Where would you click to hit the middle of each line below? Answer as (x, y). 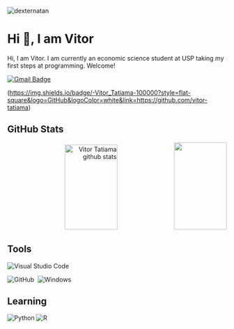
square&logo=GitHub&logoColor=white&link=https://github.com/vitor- (107, 100)
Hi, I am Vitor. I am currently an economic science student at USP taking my (116, 58)
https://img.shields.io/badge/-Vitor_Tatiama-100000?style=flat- (100, 92)
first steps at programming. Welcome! (61, 66)
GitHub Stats (36, 129)
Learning (27, 301)
